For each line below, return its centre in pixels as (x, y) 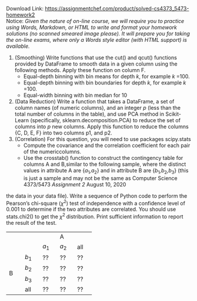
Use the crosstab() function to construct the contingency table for (103, 158)
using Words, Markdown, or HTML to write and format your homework (92, 27)
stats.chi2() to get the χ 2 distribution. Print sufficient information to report (95, 216)
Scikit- (173, 114)
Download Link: (25, 9)
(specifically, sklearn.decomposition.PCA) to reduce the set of (106, 120)
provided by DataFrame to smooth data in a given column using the (96, 64)
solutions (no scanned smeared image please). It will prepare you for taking (98, 34)
